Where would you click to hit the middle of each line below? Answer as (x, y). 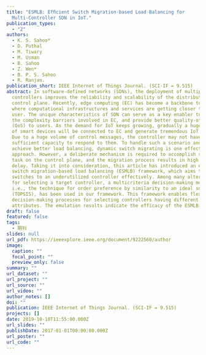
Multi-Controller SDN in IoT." (52, 18)
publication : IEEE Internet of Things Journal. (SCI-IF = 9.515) (91, 308)
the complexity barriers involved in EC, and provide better (92, 120)
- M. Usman (26, 58)
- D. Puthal (27, 47)
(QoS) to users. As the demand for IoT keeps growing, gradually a (100, 126)
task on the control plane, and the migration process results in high (105, 160)
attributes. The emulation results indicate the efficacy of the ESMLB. (107, 206)
